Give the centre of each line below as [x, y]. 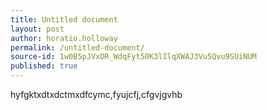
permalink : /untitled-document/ [77, 47]
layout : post [37, 29]
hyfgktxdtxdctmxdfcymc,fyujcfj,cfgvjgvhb [96, 94]
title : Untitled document [64, 19]
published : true [44, 66]
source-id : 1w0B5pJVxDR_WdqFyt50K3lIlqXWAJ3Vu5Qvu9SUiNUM [133, 57]
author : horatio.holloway [64, 38]
